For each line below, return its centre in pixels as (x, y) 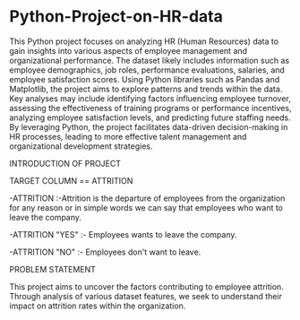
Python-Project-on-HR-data (116, 17)
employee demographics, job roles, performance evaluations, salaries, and (147, 70)
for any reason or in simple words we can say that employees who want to (146, 207)
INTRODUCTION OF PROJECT (65, 163)
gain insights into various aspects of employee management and (129, 50)
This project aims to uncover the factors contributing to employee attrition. (146, 286)
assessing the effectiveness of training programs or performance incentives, (150, 108)
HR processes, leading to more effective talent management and (128, 136)
